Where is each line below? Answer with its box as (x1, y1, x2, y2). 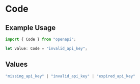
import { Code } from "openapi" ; (5, 37, 76, 42)
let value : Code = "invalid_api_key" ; (5, 46, 88, 51)
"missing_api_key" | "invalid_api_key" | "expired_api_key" (5, 73, 136, 79)
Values (5, 60, 28, 69)
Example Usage (5, 23, 56, 32)
